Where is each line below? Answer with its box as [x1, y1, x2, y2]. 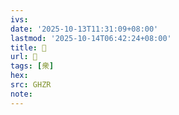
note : [10, 89, 33, 99]
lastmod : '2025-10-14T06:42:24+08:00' [10, 33, 172, 43]
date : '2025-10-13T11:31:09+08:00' [10, 24, 159, 34]
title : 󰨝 [10, 42, 47, 53]
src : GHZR [10, 80, 52, 90]
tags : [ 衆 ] [10, 61, 55, 71]
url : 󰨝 [10, 52, 38, 62]
